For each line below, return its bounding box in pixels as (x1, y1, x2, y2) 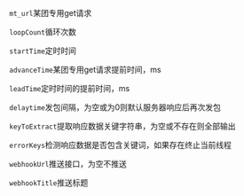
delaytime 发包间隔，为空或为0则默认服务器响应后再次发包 (9, 102, 222, 113)
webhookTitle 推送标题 (9, 177, 89, 188)
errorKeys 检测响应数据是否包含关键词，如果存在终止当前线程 (9, 140, 232, 150)
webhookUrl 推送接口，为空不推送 (9, 159, 127, 169)
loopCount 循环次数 (9, 27, 77, 37)
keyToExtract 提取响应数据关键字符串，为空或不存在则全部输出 (9, 121, 236, 131)
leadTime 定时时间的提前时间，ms (9, 83, 130, 93)
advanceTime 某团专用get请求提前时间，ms (9, 65, 161, 74)
